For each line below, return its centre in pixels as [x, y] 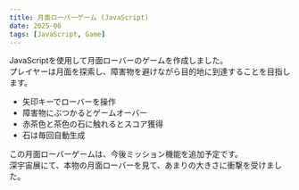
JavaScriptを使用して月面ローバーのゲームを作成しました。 [119, 61]
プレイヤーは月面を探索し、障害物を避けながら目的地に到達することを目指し [150, 71]
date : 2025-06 [36, 26]
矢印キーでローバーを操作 [69, 102]
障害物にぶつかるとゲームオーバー [85, 113]
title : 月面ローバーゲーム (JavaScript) [79, 17]
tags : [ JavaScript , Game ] [57, 34]
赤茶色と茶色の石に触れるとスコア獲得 [92, 124]
